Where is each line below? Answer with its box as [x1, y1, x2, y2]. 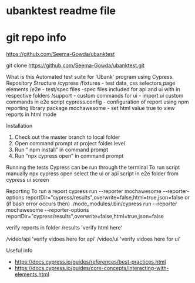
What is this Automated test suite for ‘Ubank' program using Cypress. [6, 74, 174, 81]
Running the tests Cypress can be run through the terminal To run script [6, 164, 180, 171]
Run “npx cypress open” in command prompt [14, 152, 124, 159]
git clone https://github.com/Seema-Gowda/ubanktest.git [6, 62, 145, 69]
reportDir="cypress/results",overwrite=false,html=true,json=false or [25, 194, 190, 201]
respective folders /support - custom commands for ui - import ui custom [6, 92, 184, 99]
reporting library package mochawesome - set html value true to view [6, 105, 175, 112]
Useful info [6, 247, 33, 254]
